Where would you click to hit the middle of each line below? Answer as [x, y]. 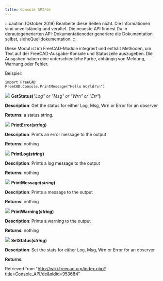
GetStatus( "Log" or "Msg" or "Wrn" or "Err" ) [56, 96]
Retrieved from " [21, 268]
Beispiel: [14, 73]
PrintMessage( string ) [33, 182]
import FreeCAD [20, 82]
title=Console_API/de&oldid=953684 [42, 274]
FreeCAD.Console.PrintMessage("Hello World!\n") [55, 86]
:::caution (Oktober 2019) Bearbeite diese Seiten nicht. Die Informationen [78, 23]
